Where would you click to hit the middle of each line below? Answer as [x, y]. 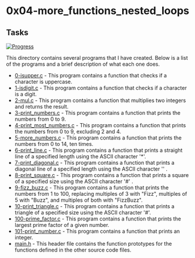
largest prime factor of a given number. [62, 225]
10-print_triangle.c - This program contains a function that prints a [95, 206]
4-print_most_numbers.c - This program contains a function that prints [100, 125]
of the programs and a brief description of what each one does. [83, 64]
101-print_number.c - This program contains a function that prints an [97, 231]
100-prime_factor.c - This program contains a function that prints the [98, 219]
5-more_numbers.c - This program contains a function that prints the [98, 138]
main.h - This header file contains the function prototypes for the [93, 244]
